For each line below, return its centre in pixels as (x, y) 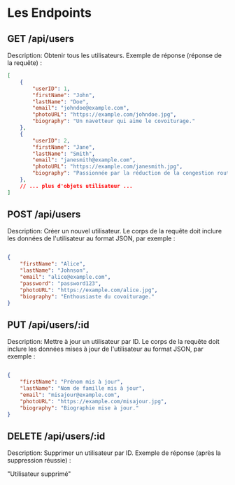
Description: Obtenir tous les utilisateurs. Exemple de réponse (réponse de (115, 55)
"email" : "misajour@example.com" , (70, 395)
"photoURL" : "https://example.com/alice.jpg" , (89, 290)
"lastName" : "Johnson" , (55, 270)
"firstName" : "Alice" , (53, 264)
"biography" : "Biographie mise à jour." (79, 408)
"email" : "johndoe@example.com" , (81, 108)
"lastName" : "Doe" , (61, 102)
